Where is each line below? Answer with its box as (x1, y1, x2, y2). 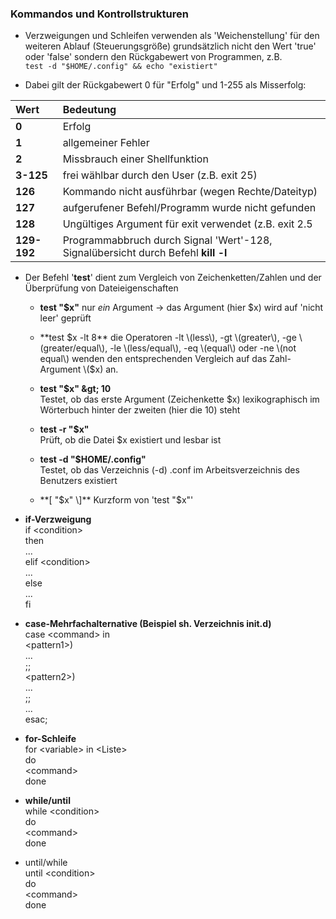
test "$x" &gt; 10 (39, 383, 112, 395)
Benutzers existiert (39, 475, 118, 487)
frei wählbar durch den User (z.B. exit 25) (62, 168, 258, 182)
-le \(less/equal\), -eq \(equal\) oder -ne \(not (109, 342, 297, 354)
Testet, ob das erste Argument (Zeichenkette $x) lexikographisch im (39, 393, 320, 406)
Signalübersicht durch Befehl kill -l (62, 246, 228, 260)
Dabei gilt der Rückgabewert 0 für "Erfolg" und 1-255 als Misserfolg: (24, 79, 307, 91)
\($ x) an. (83, 363, 119, 376)
